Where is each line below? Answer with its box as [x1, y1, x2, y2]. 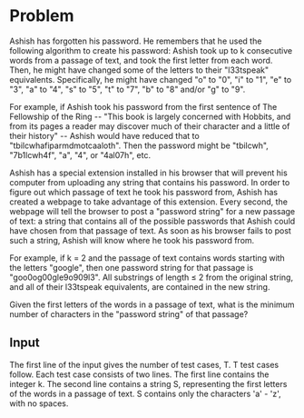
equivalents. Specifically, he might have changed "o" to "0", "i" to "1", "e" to [9, 74, 292, 85]
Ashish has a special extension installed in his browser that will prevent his [9, 167, 288, 178]
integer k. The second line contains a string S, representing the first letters [9, 378, 288, 389]
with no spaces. [9, 397, 69, 409]
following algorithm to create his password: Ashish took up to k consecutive [9, 45, 293, 55]
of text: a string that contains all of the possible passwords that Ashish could [9, 215, 296, 226]
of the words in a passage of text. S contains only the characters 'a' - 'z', [9, 388, 281, 399]
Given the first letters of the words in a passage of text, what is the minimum [9, 299, 295, 310]
